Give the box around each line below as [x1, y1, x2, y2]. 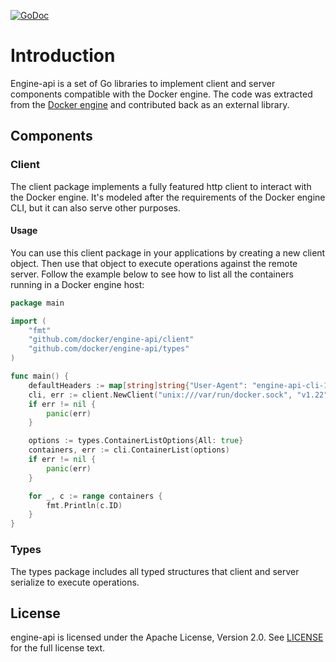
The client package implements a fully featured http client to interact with [10, 180, 312, 192]
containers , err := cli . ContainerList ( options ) [28, 445, 230, 455]
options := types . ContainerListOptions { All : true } [28, 436, 244, 446]
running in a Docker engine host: [10, 278, 145, 290]
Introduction [10, 45, 116, 67]
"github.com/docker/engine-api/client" [28, 335, 195, 345]
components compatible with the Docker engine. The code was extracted [10, 88, 313, 100]
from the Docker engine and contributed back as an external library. [10, 98, 290, 110]
